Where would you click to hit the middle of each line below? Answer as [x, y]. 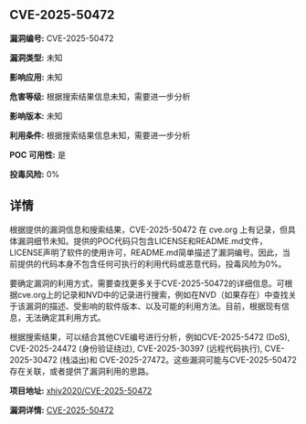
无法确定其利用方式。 [65, 317]
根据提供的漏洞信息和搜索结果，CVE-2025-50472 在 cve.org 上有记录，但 [148, 229]
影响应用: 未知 [36, 77]
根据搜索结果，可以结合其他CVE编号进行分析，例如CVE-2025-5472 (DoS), [150, 336]
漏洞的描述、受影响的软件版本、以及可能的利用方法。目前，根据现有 [153, 306]
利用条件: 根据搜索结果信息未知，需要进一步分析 [100, 135]
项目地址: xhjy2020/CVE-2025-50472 [81, 390]
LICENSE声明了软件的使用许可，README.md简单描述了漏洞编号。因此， [146, 252]
